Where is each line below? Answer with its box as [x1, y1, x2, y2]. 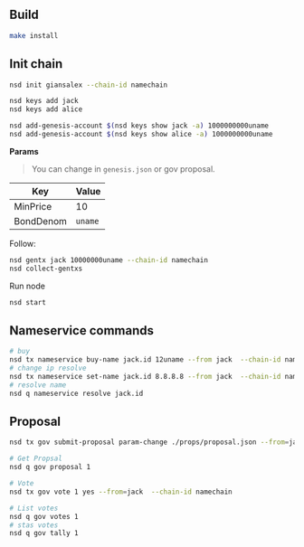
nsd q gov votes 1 [9, 512, 79, 521]
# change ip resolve [9, 363, 88, 373]
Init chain [9, 56, 63, 71]
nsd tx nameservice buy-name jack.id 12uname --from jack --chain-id [9, 355, 281, 364]
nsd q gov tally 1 [9, 529, 79, 538]
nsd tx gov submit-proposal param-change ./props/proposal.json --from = [9, 438, 290, 447]
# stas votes [9, 520, 59, 530]
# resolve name [9, 380, 67, 390]
